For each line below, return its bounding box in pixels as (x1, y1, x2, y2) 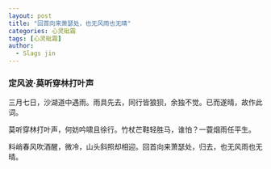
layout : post (8, 11, 52, 20)
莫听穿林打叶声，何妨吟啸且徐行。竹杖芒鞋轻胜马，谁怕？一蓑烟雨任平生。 (8, 125, 256, 134)
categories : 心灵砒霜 (8, 27, 77, 35)
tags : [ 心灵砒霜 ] (8, 34, 62, 43)
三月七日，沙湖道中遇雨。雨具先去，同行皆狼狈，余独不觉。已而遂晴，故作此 (8, 98, 263, 108)
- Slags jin (15, 49, 56, 57)
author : (8, 42, 35, 50)
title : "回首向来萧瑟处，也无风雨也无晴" (8, 19, 131, 27)
